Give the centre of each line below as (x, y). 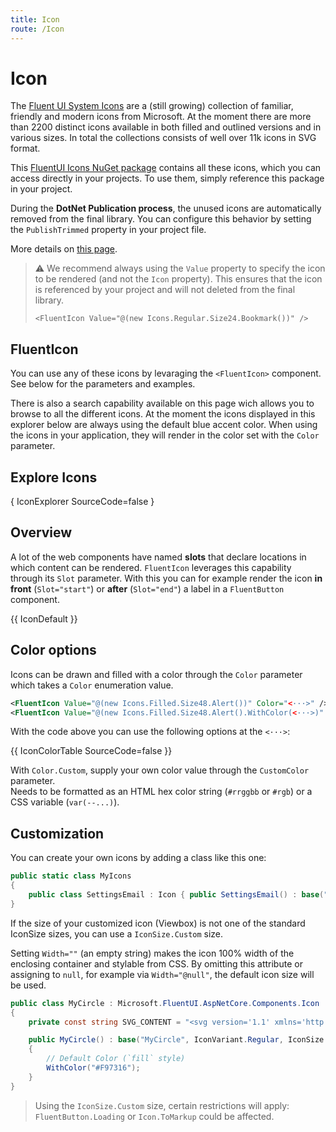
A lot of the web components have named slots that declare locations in (158, 557)
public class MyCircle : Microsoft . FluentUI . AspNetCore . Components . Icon (165, 1003)
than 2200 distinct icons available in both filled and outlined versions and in (166, 127)
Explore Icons (54, 477)
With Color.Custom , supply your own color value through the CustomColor (160, 770)
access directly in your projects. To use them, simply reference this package (167, 178)
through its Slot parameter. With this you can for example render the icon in (166, 578)
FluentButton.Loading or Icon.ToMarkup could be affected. (154, 1116)
